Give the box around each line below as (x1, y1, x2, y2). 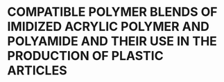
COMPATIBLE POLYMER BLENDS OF (7, 4, 218, 20)
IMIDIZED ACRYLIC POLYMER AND (7, 19, 210, 34)
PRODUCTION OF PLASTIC (7, 48, 164, 64)
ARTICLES (7, 63, 67, 79)
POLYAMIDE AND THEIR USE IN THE (7, 34, 217, 49)
